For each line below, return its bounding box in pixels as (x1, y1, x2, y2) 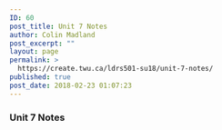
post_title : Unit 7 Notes (9, 22, 107, 31)
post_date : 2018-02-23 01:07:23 (9, 81, 132, 90)
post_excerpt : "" (9, 38, 76, 48)
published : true (9, 73, 71, 82)
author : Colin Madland (9, 30, 96, 39)
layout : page (9, 47, 59, 56)
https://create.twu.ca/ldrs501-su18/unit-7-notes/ (17, 65, 214, 74)
